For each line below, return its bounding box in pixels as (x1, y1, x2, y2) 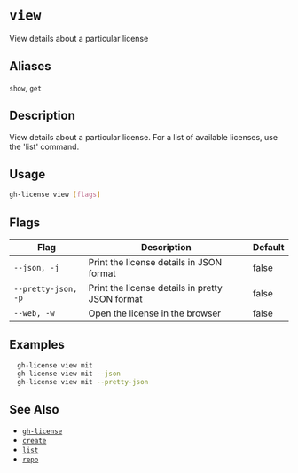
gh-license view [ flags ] (9, 190, 101, 200)
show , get (9, 83, 43, 93)
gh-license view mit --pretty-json (17, 377, 149, 386)
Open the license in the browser (88, 307, 222, 319)
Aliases (9, 59, 51, 74)
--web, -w (13, 309, 55, 319)
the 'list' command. (9, 141, 80, 152)
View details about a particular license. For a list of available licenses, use (9, 131, 278, 142)
